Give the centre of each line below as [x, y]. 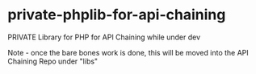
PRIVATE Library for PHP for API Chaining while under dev [104, 37]
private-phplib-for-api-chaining [117, 15]
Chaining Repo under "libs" [53, 61]
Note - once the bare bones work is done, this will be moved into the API [128, 52]
